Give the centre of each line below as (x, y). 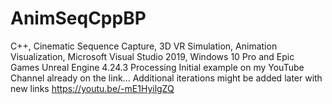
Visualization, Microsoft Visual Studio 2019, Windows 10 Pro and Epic (152, 56)
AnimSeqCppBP (78, 18)
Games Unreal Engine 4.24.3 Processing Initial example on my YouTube (157, 67)
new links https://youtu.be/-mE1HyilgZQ (92, 88)
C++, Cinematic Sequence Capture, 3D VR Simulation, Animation (144, 46)
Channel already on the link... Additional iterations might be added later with (166, 78)
